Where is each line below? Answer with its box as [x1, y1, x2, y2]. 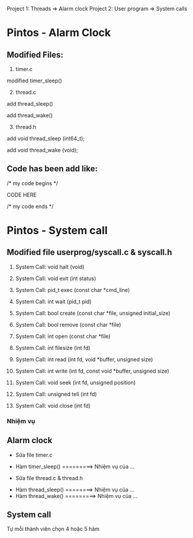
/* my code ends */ [7, 202, 54, 210]
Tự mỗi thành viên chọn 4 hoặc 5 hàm [7, 525, 100, 533]
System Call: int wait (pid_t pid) [15, 298, 92, 305]
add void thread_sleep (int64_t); [7, 135, 85, 142]
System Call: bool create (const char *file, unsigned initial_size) [15, 309, 171, 316]
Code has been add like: [7, 164, 98, 174]
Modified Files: [7, 50, 64, 60]
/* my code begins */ [7, 179, 58, 187]
